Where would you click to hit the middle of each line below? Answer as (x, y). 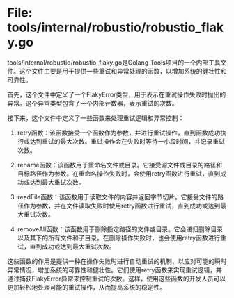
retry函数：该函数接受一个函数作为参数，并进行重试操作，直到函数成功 (119, 133)
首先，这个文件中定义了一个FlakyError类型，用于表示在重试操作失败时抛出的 (117, 94)
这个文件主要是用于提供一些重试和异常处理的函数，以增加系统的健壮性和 (123, 71)
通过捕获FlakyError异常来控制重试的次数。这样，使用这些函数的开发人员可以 (117, 279)
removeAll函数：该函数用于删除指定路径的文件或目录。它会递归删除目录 (120, 229)
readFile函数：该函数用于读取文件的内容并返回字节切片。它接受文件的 (117, 197)
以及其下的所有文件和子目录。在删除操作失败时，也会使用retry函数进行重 (122, 238)
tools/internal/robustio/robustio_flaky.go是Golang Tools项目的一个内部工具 (114, 62)
